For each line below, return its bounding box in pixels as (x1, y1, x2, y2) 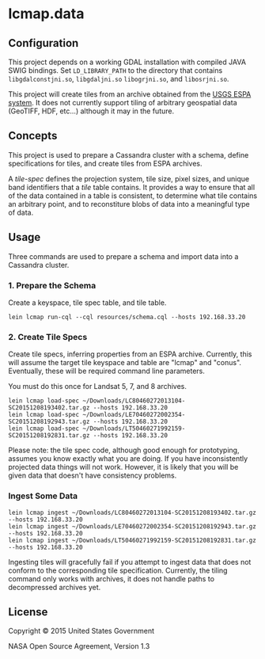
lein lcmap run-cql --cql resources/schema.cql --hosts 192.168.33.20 (8, 313, 246, 321)
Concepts (8, 129, 58, 143)
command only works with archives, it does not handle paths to (8, 573, 215, 583)
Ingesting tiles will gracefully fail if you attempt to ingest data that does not (8, 557, 252, 566)
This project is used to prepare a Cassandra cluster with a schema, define (8, 150, 249, 159)
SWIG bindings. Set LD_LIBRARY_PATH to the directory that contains (8, 66, 223, 75)
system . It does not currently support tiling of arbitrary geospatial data (8, 98, 237, 107)
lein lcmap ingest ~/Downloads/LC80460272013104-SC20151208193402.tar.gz (8, 509, 257, 516)
